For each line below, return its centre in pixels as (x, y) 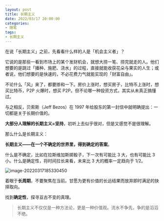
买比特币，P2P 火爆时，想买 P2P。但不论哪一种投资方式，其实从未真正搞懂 (81, 90)
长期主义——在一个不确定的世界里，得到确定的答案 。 (59, 144)
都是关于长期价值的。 (31, 113)
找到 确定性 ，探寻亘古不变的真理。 (39, 197)
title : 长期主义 (20, 14)
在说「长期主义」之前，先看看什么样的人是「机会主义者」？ (65, 51)
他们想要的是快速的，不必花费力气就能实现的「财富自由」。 (77, 74)
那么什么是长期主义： (26, 134)
